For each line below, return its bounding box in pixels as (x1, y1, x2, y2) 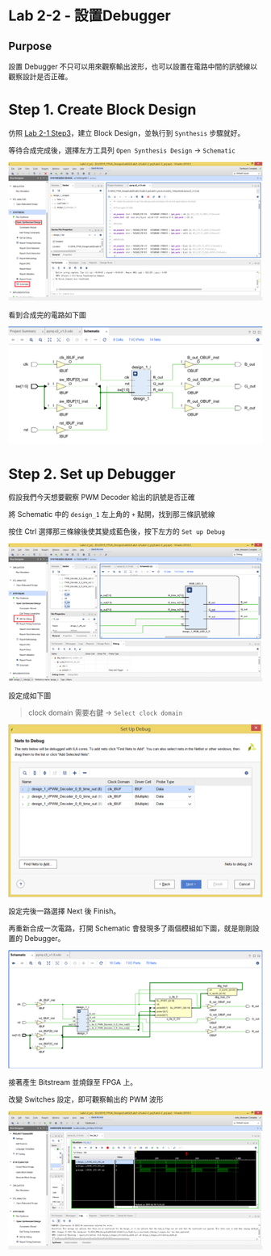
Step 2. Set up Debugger (8, 464, 176, 483)
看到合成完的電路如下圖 (8, 309, 86, 319)
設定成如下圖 (8, 691, 51, 700)
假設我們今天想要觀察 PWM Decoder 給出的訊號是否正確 (8, 493, 195, 502)
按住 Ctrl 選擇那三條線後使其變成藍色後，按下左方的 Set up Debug (8, 527, 226, 536)
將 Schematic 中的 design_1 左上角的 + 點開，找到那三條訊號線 (8, 510, 215, 519)
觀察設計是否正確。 (8, 72, 73, 81)
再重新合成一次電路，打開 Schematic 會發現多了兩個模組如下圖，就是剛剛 (8, 923, 252, 933)
